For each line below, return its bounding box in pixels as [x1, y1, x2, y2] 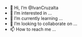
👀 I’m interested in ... [9, 10, 52, 16]
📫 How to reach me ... [9, 26, 56, 32]
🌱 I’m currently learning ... [9, 15, 63, 21]
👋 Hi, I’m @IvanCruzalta [9, 5, 59, 10]
